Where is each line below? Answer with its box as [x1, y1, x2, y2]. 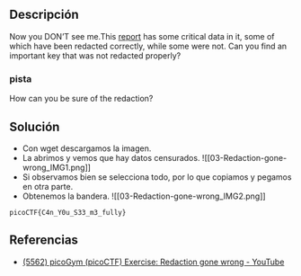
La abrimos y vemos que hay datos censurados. [22, 152, 200, 163]
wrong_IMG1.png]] [22, 162, 92, 173]
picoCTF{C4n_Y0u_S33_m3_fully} [9, 208, 127, 217]
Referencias [9, 233, 79, 248]
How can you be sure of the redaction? [9, 93, 154, 104]
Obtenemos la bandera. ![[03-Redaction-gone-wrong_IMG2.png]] [22, 191, 267, 201]
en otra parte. [22, 181, 74, 191]
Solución [9, 119, 60, 134]
